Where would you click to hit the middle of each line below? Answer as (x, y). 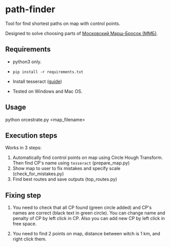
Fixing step (23, 195)
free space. (25, 224)
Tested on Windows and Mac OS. (47, 91)
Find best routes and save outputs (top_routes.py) (65, 179)
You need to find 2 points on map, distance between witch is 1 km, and (87, 234)
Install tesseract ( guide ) (37, 81)
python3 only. (27, 62)
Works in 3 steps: (24, 148)
